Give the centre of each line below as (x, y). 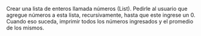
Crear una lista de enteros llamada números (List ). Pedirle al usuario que (97, 9)
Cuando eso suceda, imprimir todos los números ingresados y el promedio (100, 21)
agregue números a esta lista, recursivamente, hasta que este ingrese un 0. (101, 15)
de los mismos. (25, 28)
